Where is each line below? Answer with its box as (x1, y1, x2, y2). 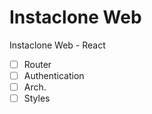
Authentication (23, 70, 85, 81)
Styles (23, 92, 51, 105)
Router (23, 58, 52, 70)
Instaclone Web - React (9, 39, 106, 51)
